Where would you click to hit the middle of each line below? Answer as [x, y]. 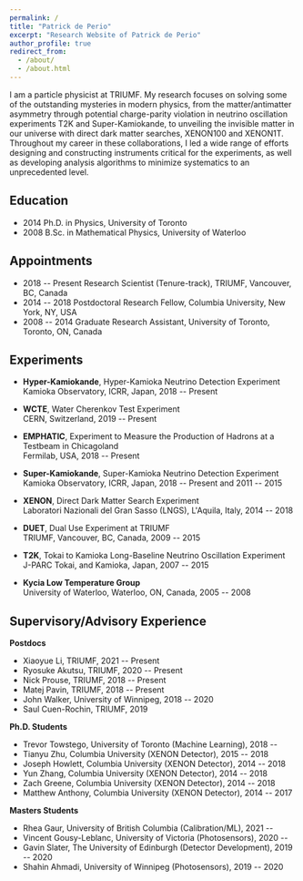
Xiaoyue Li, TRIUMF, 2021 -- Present [91, 661]
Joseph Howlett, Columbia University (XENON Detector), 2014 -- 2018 [154, 764]
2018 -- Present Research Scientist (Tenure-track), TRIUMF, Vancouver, [157, 282]
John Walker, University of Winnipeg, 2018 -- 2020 [118, 700]
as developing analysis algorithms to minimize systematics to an [130, 162]
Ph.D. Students [39, 727]
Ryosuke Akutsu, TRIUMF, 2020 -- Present [103, 671]
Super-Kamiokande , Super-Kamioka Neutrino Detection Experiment [151, 474]
